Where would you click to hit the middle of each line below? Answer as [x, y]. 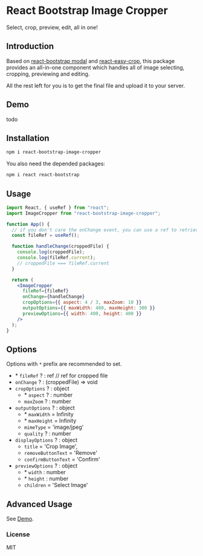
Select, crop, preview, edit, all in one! [52, 27]
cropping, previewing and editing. [48, 74]
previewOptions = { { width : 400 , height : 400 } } [82, 313]
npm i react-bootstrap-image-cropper [54, 152]
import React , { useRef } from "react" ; [58, 207]
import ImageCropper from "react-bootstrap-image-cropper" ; [84, 213]
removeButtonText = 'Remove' [61, 453]
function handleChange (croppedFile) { [61, 247]
